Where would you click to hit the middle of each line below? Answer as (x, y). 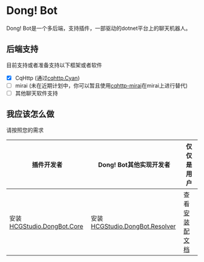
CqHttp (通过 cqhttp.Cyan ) (47, 78)
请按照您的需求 (25, 130)
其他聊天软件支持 (36, 93)
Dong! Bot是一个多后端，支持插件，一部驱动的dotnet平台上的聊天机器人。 (99, 28)
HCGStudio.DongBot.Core (46, 226)
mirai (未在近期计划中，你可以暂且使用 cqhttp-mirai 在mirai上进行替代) (101, 85)
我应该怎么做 (30, 114)
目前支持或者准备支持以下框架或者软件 (54, 65)
